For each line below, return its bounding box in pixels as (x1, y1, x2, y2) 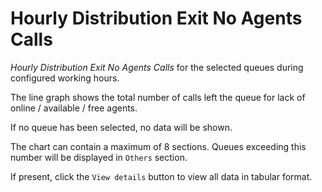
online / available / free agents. (10, 102, 138, 114)
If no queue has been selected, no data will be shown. (10, 121, 233, 133)
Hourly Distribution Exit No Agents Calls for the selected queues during (10, 61, 304, 73)
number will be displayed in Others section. (10, 151, 188, 163)
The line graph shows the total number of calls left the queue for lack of (10, 91, 306, 103)
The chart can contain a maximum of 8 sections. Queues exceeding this (10, 140, 307, 152)
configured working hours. (10, 72, 120, 84)
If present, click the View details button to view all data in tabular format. (10, 170, 313, 182)
